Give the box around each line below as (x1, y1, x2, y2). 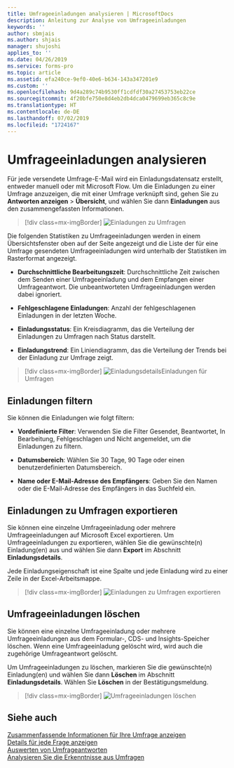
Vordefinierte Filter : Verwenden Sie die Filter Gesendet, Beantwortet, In (17, 427, 226, 436)
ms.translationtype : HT (7, 102, 77, 109)
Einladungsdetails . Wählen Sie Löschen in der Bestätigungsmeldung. (7, 677, 209, 686)
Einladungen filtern (7, 395, 93, 407)
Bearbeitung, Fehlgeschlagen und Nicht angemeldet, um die (17, 435, 191, 443)
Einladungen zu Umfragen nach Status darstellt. (17, 332, 156, 341)
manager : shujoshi (7, 43, 61, 50)
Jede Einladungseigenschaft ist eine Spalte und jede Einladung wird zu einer (7, 567, 228, 575)
